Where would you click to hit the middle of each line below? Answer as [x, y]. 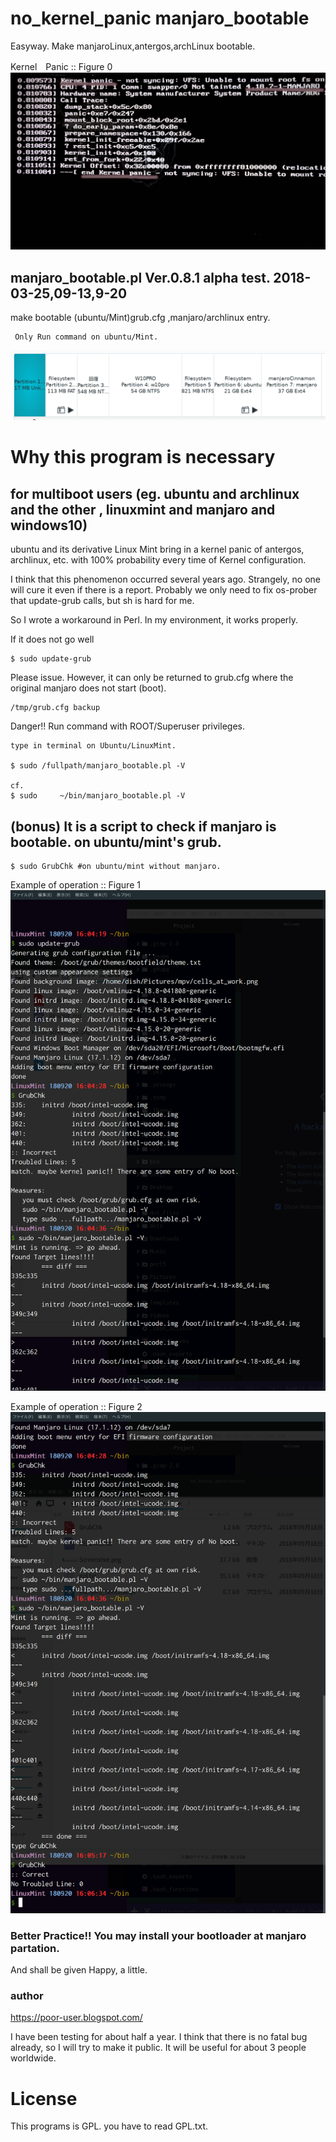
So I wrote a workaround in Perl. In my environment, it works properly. [154, 620]
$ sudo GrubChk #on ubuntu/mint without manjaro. [116, 867]
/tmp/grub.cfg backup [55, 708]
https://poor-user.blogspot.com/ [76, 2018]
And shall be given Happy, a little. [79, 1970]
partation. [35, 1948]
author [27, 1996]
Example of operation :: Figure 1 [75, 885]
